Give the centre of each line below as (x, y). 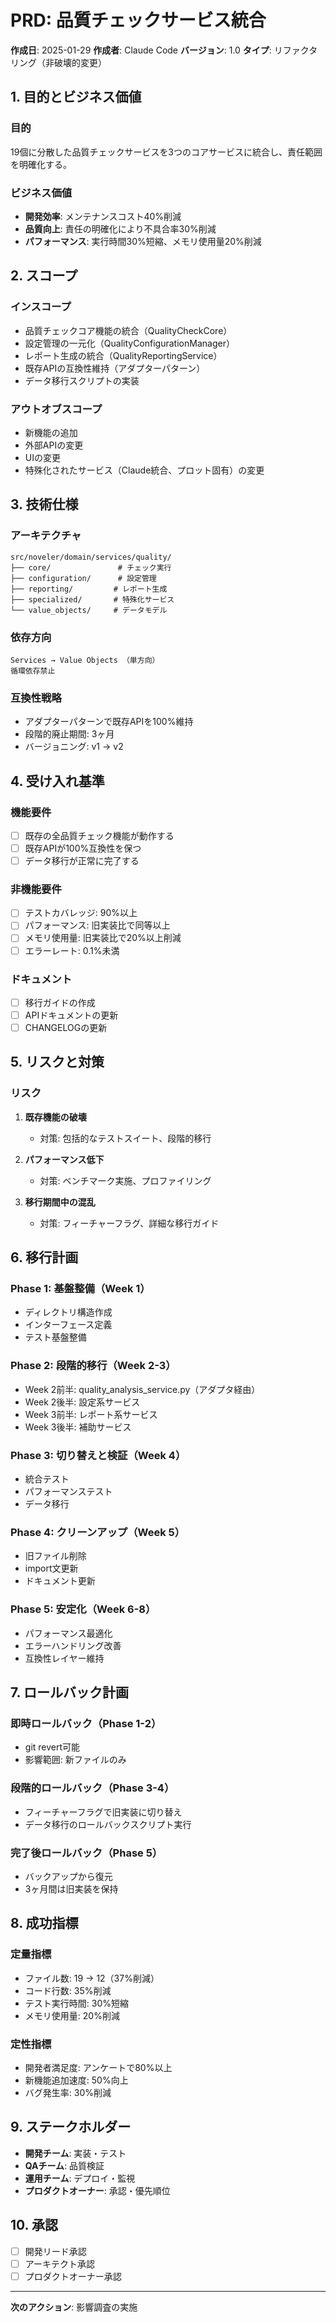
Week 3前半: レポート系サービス (91, 1414)
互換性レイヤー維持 (64, 1658)
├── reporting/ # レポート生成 (89, 589)
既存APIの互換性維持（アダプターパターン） (115, 368)
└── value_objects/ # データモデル (89, 610)
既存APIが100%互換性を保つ (83, 848)
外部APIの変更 (54, 445)
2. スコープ (44, 276)
